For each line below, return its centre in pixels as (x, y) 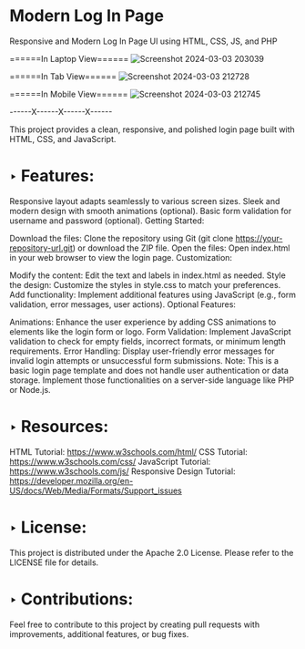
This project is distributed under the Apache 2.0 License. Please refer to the (152, 552)
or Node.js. (30, 389)
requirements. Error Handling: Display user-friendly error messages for (142, 351)
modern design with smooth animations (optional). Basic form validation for (151, 211)
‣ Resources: (59, 427)
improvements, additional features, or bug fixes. (99, 634)
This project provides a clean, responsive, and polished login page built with (152, 129)
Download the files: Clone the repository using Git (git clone (122, 238)
